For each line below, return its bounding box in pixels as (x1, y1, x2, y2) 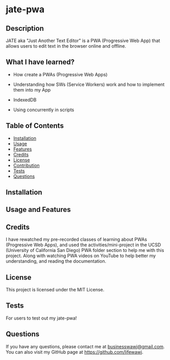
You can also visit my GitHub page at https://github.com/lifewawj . (6, 349, 143, 355)
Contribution (13, 162, 40, 168)
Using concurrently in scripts (13, 107, 75, 113)
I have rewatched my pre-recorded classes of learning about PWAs (6, 237, 148, 243)
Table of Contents (6, 121, 64, 130)
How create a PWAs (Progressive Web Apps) (13, 71, 108, 77)
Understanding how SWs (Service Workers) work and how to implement (13, 81, 165, 88)
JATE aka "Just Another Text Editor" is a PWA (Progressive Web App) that (6, 37, 160, 44)
